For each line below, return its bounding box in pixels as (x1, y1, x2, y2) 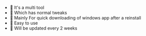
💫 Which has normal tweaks (9, 10, 67, 16)
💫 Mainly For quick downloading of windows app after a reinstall (9, 15, 142, 20)
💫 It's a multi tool (9, 5, 45, 10)
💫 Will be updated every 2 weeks (9, 25, 77, 31)
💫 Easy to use (9, 20, 38, 26)
